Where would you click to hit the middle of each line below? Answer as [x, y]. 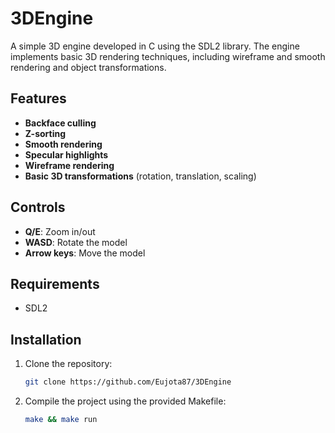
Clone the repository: [68, 364]
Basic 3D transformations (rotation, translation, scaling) [140, 176]
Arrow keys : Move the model [85, 253]
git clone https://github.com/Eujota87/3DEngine [128, 382]
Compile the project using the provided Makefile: [125, 401]
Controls [38, 207]
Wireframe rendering [69, 165]
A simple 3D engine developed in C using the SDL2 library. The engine [155, 46]
